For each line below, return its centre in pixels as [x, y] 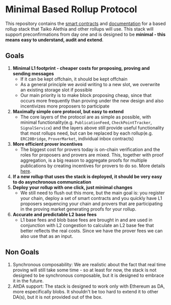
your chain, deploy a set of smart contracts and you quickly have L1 [91, 198]
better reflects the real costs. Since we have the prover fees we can [91, 231]
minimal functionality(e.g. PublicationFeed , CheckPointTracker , [86, 122]
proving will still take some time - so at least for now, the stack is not [84, 270]
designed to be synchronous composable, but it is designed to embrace [88, 275]
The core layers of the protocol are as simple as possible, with [86, 117]
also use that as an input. [46, 236]
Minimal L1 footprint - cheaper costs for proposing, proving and [81, 68]
